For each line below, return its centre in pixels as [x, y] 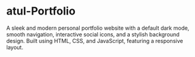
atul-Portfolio [41, 11]
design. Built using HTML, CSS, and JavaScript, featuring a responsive [95, 41]
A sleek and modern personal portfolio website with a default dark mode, [98, 28]
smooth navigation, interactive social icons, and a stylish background [93, 34]
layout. [15, 47]
